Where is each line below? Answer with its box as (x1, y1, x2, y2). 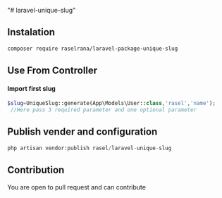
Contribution (7, 164, 65, 176)
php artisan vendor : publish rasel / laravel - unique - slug (7, 144, 172, 151)
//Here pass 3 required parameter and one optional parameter (10, 106, 197, 113)
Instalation (7, 26, 55, 38)
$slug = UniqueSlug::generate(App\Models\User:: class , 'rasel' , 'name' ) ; (7, 100, 216, 107)
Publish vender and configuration (7, 126, 158, 138)
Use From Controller (7, 65, 98, 77)
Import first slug (7, 84, 56, 92)
